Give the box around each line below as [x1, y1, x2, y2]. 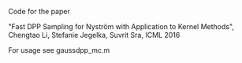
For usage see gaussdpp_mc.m [8, 46, 110, 54]
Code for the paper [8, 7, 71, 16]
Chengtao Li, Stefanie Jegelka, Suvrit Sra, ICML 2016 [8, 31, 181, 39]
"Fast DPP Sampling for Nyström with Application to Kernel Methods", [8, 22, 235, 31]
